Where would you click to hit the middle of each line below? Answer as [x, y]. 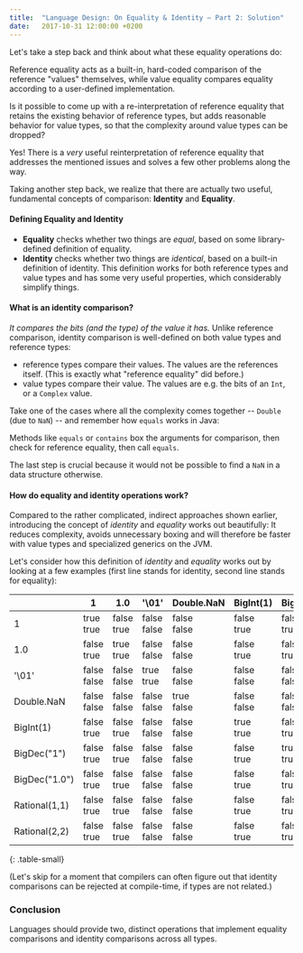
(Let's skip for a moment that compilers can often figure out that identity [143, 877]
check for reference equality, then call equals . [94, 447]
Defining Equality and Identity [66, 219]
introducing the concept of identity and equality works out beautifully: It [143, 525]
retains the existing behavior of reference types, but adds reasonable [138, 116]
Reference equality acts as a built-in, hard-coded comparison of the [135, 69]
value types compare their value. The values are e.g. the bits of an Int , [154, 384]
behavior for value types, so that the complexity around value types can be [149, 125]
